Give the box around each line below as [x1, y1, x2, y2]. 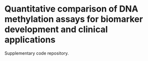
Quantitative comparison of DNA [4, 3, 138, 15]
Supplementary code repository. [4, 50, 69, 56]
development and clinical [4, 24, 108, 35]
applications [4, 34, 56, 46]
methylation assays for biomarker [4, 14, 143, 25]
